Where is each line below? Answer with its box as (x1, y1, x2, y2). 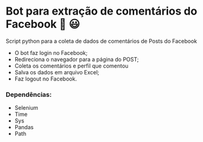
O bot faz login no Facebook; (14, 49, 88, 56)
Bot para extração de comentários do (5, 4, 198, 18)
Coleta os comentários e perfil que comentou (14, 62, 129, 69)
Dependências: (5, 90, 52, 99)
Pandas (14, 124, 34, 131)
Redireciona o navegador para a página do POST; (14, 55, 139, 63)
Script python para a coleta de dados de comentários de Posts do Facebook (5, 37, 198, 44)
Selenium (14, 104, 38, 112)
